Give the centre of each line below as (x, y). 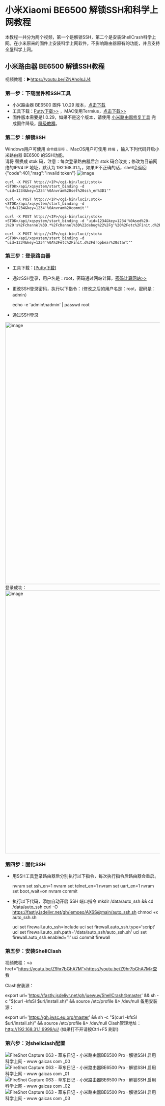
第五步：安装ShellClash (33, 951)
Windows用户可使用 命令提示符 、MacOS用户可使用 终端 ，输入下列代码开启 (80, 149)
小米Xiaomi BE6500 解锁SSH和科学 (77, 10)
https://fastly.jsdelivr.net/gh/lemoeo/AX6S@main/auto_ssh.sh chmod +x (85, 912)
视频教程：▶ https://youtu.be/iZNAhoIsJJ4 (48, 79)
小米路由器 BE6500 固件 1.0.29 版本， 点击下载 (59, 105)
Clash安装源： (20, 986)
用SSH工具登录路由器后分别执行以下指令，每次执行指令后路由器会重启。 (85, 876)
